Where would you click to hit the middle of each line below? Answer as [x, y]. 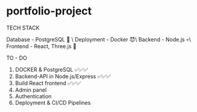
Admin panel [31, 90]
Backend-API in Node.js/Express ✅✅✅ [63, 76]
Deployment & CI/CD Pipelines [53, 102]
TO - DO [17, 58]
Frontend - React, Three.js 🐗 [41, 46]
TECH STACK [23, 28]
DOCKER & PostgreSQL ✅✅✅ [52, 69]
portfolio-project [49, 11]
